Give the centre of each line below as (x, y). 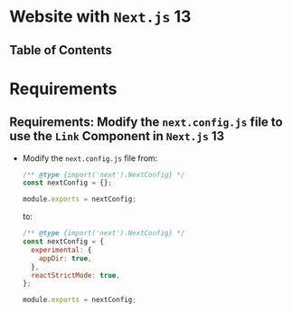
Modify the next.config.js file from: (90, 158)
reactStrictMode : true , (75, 275)
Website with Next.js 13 (100, 17)
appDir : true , (66, 258)
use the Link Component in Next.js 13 (117, 136)
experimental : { (61, 250)
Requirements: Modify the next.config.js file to (146, 123)
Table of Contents (61, 50)
